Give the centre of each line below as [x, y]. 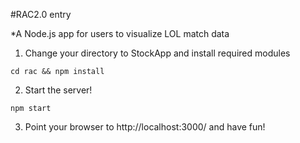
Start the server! [58, 90]
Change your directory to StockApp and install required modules [157, 53]
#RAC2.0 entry [41, 14]
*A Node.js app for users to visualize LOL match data [120, 33]
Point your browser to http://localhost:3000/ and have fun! [145, 127]
